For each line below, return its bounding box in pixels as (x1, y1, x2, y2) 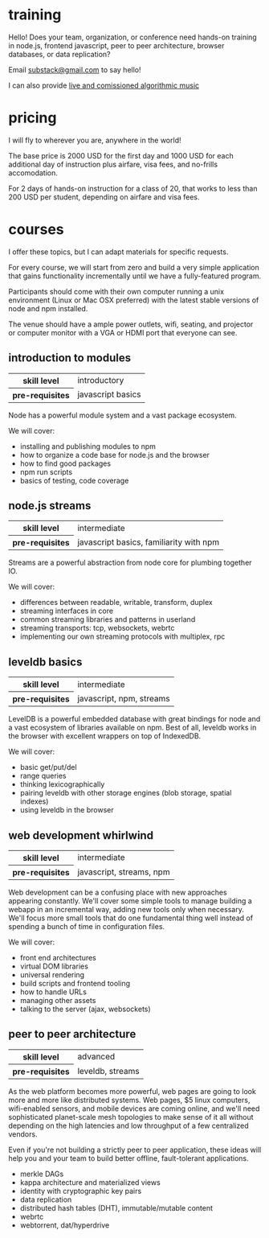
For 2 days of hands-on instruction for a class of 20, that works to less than (8, 183, 258, 193)
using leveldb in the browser (19, 805, 114, 815)
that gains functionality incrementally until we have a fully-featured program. (8, 271, 262, 281)
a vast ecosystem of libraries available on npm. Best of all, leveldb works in (8, 722, 257, 733)
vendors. (8, 1129, 38, 1139)
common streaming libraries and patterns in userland (19, 615, 196, 624)
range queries (19, 771, 67, 781)
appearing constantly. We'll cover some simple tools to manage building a (8, 896, 253, 906)
